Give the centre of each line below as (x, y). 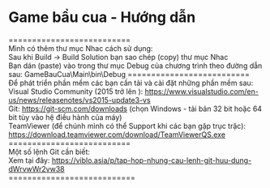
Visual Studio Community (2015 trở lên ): (76, 91)
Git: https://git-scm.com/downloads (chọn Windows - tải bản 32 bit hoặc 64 (135, 109)
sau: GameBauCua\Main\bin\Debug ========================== (129, 74)
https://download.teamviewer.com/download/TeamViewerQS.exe (117, 135)
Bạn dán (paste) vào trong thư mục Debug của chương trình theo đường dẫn (135, 66)
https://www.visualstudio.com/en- (202, 91)
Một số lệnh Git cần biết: (49, 152)
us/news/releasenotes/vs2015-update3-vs (80, 100)
